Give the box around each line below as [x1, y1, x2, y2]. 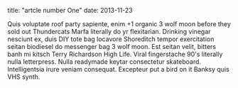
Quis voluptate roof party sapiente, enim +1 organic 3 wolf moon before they [7, 20, 231, 28]
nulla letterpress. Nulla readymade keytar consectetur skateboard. [7, 57, 201, 66]
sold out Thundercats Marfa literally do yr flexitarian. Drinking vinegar [7, 28, 211, 35]
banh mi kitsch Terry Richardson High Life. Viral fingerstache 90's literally [7, 50, 223, 58]
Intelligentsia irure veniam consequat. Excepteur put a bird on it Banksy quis [7, 65, 229, 73]
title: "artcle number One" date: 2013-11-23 [7, 6, 133, 14]
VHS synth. [7, 72, 40, 81]
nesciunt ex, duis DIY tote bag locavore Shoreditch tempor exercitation [7, 35, 215, 43]
